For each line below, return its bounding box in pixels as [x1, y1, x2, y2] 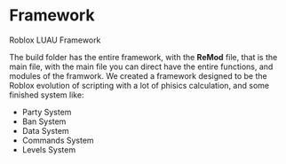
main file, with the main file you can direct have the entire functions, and [9, 61, 274, 72]
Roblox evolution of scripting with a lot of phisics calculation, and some [9, 80, 269, 90]
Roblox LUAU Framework [9, 35, 101, 45]
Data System [21, 125, 69, 136]
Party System [21, 106, 72, 117]
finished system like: [9, 90, 84, 100]
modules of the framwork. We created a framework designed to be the [9, 70, 268, 81]
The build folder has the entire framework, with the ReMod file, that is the [9, 51, 278, 62]
